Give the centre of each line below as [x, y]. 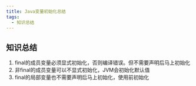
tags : [13, 17]
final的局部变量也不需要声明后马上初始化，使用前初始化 [82, 77]
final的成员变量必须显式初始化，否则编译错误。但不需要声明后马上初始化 [102, 63]
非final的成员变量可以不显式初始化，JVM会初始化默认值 [82, 70]
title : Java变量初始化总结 [36, 11]
